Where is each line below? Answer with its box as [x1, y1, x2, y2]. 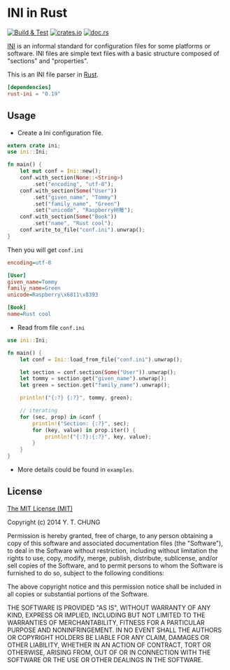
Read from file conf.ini [17, 323, 85, 331]
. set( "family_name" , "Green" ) [32, 200, 120, 208]
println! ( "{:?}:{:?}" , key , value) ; [44, 433, 152, 440]
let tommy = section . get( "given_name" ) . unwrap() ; [20, 375, 168, 382]
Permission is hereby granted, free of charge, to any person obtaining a [7, 531, 213, 540]
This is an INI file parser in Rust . [7, 70, 99, 79]
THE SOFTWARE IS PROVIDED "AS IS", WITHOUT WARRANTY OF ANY [7, 603, 211, 612]
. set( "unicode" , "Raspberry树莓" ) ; [32, 207, 134, 214]
